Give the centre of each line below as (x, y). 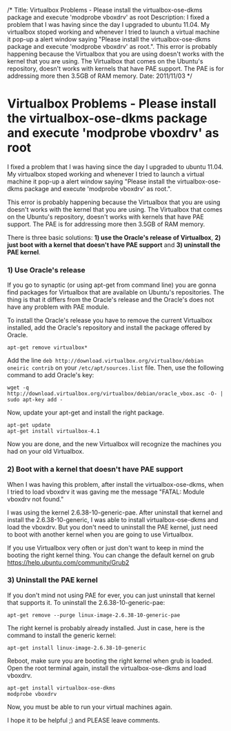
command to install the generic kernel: (62, 635)
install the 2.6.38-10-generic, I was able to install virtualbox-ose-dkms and (113, 519)
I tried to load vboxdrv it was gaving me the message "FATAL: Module (106, 492)
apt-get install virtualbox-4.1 (53, 431)
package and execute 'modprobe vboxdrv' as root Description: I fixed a (108, 17)
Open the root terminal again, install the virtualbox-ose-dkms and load (107, 668)
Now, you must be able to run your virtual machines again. (90, 707)
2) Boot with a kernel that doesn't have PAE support (95, 470)
